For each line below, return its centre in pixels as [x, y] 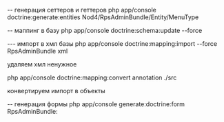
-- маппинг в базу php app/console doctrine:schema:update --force [105, 30]
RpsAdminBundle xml [38, 51]
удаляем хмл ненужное [42, 64]
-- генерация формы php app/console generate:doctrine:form [96, 104]
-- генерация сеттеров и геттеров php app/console [82, 10]
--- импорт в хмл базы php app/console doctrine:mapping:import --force [112, 44]
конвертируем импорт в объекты [56, 91]
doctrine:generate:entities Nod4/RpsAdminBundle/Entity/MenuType [103, 17]
